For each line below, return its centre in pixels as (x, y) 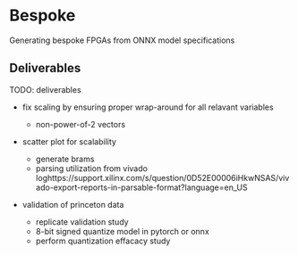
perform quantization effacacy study (103, 241)
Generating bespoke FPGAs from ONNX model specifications (122, 40)
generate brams (65, 159)
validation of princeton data (73, 204)
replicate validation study (82, 222)
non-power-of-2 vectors (81, 124)
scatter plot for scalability (69, 141)
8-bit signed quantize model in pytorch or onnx (123, 231)
